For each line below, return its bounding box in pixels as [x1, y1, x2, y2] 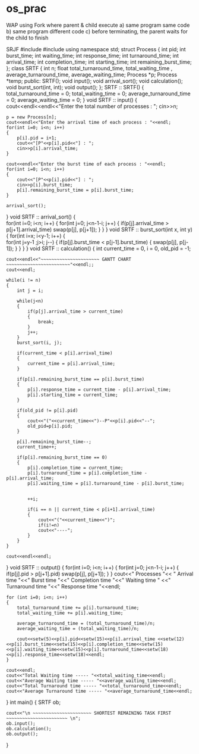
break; [37, 319, 55, 325]
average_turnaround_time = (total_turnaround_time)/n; [17, 620, 156, 627]
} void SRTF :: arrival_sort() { [6, 213, 76, 220]
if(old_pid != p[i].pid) [17, 407, 78, 413]
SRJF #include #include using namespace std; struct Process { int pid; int [6, 45, 186, 52]
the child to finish [6, 34, 49, 41]
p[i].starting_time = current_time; [27, 392, 118, 398]
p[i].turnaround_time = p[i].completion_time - [27, 470, 147, 476]
